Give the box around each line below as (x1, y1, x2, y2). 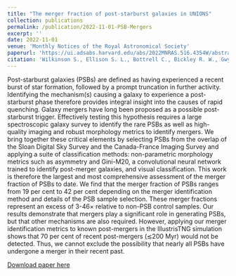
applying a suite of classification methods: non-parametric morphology (7, 150, 214, 158)
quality (7, 127, 27, 136)
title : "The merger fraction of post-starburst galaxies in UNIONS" (7, 10, 212, 18)
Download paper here (7, 261, 70, 269)
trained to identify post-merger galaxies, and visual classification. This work (7, 164, 227, 173)
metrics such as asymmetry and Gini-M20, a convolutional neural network (7, 157, 221, 166)
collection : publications (7, 17, 83, 24)
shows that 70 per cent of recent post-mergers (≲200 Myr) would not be (7, 232, 219, 240)
